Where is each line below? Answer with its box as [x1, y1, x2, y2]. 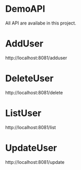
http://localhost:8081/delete [5, 89, 63, 95]
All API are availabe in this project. [5, 20, 76, 26]
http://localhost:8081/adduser [5, 55, 67, 61]
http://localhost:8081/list [5, 124, 56, 130]
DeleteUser [5, 72, 54, 84]
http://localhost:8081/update [5, 159, 65, 165]
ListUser [5, 108, 42, 119]
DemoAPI [5, 3, 46, 15]
